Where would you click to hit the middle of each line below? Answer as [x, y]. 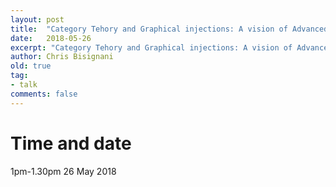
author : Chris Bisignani [62, 57]
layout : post [37, 19]
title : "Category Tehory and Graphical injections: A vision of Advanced [169, 29]
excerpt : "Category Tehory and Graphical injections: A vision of [151, 47]
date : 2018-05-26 [51, 38]
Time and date [71, 143]
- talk [24, 85]
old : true [31, 66]
